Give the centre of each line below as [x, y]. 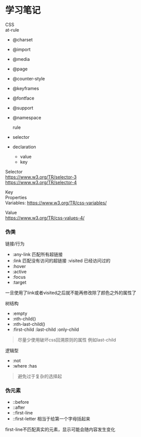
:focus [19, 277]
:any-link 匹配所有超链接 [38, 254]
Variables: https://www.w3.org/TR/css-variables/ [56, 203]
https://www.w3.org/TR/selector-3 [41, 177]
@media [21, 59]
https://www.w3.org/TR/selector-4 [41, 182]
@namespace [27, 117]
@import [22, 49]
